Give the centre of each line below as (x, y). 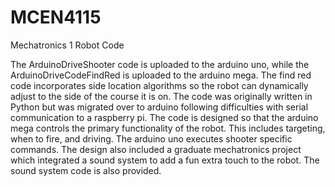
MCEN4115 (56, 17)
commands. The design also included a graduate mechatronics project (156, 149)
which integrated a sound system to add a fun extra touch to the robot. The (165, 160)
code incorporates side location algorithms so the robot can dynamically (159, 85)
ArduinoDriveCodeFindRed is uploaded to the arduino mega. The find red (161, 75)
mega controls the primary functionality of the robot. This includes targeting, (168, 128)
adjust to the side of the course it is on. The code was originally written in (161, 96)
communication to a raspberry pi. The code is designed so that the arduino (164, 117)
